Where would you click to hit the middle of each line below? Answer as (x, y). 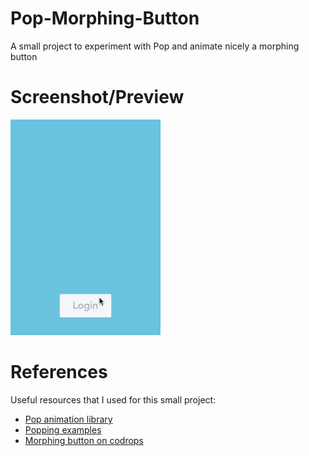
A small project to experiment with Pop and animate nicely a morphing (155, 46)
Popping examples (63, 430)
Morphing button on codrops (84, 440)
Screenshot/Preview (97, 97)
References (59, 372)
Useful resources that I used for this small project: (113, 400)
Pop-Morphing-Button (105, 18)
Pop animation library (68, 419)
